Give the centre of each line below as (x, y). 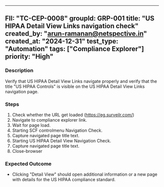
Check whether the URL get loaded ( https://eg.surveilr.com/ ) (73, 115)
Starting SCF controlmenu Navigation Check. (57, 130)
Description (19, 70)
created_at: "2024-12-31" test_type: (62, 41)
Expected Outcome (28, 164)
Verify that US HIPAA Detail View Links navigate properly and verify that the (81, 81)
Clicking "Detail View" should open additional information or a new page (85, 174)
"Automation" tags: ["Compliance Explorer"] (75, 49)
